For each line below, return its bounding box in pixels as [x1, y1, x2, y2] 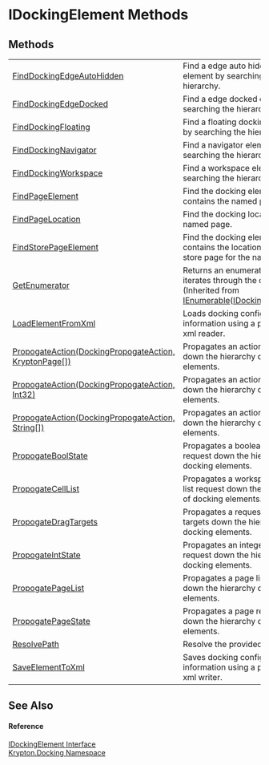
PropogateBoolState [12, 451, 88, 461]
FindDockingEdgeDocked [12, 99, 109, 109]
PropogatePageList [12, 583, 85, 593]
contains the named [183, 196, 258, 206]
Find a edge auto [183, 60, 247, 71]
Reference [8, 721, 44, 731]
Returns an [183, 265, 224, 276]
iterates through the [183, 275, 258, 285]
